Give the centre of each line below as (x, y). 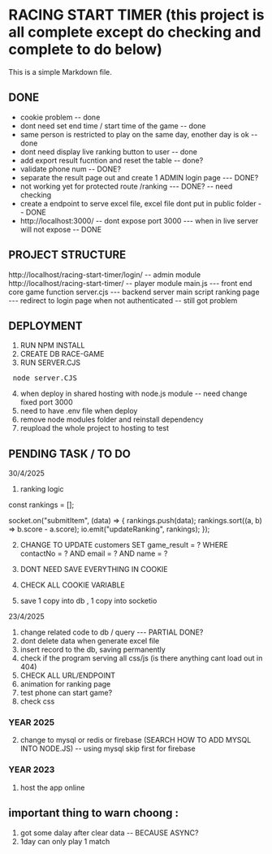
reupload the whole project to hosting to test (94, 428)
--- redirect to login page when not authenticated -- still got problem (123, 300)
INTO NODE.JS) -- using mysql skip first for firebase (108, 748)
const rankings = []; (41, 505)
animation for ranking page (65, 684)
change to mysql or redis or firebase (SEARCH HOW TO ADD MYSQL (136, 740)
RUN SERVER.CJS (50, 362)
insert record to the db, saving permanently (93, 650)
